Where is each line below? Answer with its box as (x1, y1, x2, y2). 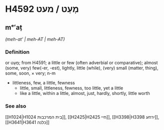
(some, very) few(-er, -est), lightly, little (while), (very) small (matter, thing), (5, 65, 159, 71)
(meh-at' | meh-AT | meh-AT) (5, 36, 65, 42)
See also (5, 103, 26, 110)
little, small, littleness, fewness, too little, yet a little (19, 85, 123, 91)
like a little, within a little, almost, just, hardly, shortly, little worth (19, 90, 150, 96)
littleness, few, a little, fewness (12, 80, 76, 86)
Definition (5, 48, 30, 55)
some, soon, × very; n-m (5, 70, 56, 76)
